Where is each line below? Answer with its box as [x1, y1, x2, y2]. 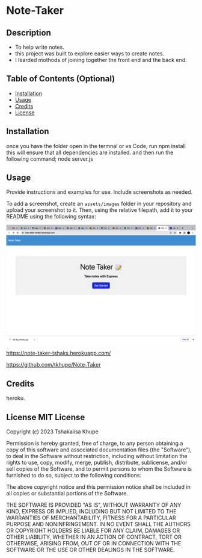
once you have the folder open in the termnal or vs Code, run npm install [6, 142, 186, 149]
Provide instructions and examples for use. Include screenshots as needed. [6, 188, 193, 196]
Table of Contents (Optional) [6, 73, 115, 84]
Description [6, 28, 51, 38]
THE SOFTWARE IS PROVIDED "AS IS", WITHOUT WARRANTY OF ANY [6, 501, 182, 509]
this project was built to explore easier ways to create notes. [14, 50, 165, 57]
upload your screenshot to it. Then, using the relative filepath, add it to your [6, 206, 194, 214]
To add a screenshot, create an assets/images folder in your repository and [6, 200, 192, 208]
